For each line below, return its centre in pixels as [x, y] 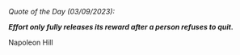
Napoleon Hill [31, 42]
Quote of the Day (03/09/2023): [62, 12]
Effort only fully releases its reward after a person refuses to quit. [121, 27]
